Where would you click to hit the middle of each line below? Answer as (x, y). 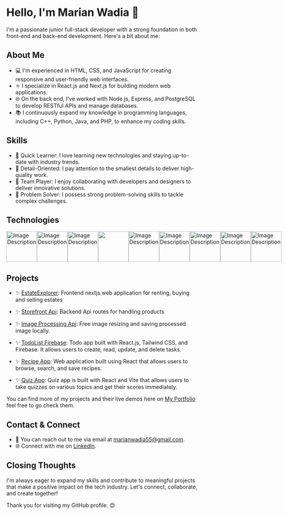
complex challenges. (41, 201)
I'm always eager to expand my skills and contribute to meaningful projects (101, 480)
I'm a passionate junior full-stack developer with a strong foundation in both (102, 29)
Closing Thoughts (41, 466)
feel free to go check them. (40, 405)
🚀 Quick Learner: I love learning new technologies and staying (93, 155)
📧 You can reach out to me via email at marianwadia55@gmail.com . (100, 439)
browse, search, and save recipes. (58, 368)
